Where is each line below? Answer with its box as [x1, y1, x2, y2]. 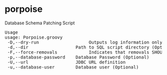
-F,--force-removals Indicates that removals [7, 49, 150, 55]
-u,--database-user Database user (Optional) [7, 64, 139, 70]
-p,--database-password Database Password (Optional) [7, 54, 150, 60]
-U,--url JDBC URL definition [7, 59, 126, 65]
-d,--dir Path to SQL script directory [7, 44, 150, 50]
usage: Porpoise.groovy [4, 34, 63, 40]
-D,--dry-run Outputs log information [7, 39, 150, 45]
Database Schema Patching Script [4, 20, 75, 26]
